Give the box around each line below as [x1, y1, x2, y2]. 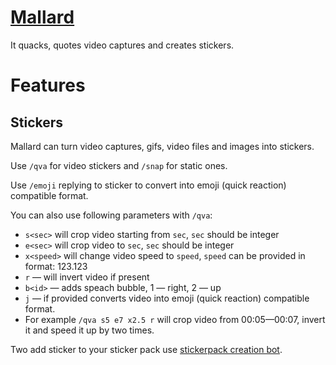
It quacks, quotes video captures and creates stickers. [10, 39, 235, 51]
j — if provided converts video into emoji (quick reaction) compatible [24, 292, 310, 304]
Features [10, 74, 86, 97]
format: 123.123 [24, 260, 88, 272]
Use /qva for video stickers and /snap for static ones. [10, 159, 228, 171]
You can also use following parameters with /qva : [10, 209, 213, 221]
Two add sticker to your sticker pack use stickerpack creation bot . [10, 343, 283, 355]
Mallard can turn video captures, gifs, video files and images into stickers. [10, 140, 315, 152]
